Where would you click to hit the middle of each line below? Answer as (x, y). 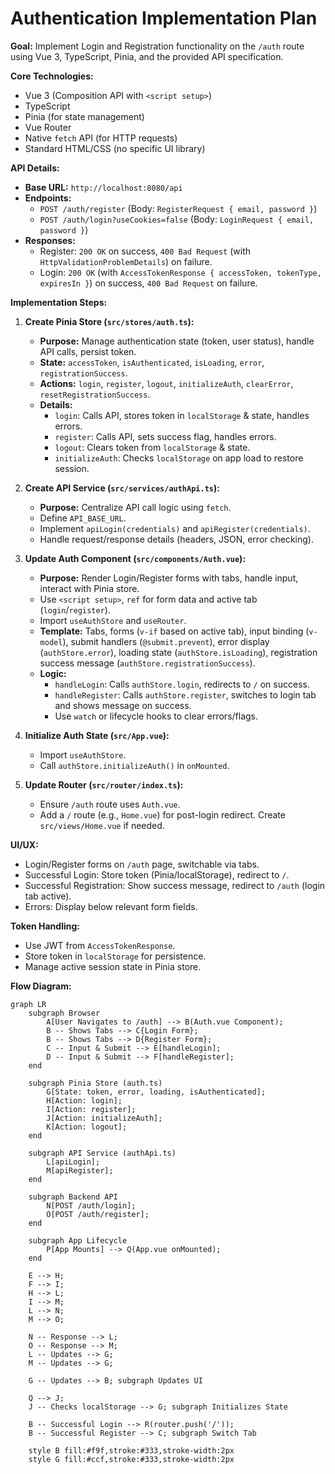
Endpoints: (48, 198)
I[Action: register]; (91, 1109)
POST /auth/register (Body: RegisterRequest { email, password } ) (178, 208)
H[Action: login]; (84, 1100)
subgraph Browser (64, 1013)
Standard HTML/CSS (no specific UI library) (115, 148)
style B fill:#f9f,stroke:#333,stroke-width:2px (131, 1450)
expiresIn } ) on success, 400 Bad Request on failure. (148, 283)
